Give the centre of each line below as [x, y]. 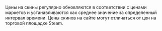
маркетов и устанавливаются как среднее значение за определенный [81, 12]
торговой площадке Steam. [34, 23]
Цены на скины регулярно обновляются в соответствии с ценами [76, 7]
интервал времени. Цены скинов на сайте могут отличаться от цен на [81, 18]
